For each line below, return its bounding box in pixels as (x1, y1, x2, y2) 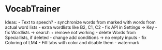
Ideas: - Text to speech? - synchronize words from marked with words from (5, 19, 156, 25)
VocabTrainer (5, 3, 60, 14)
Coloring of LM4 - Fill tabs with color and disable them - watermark (5, 39, 139, 45)
